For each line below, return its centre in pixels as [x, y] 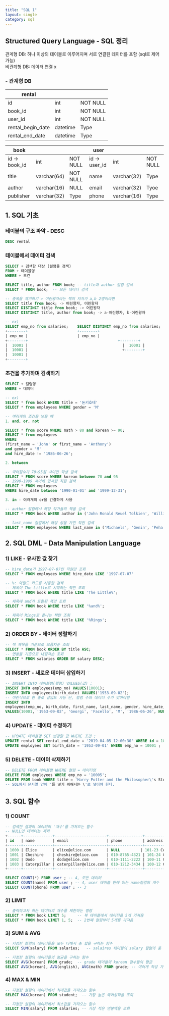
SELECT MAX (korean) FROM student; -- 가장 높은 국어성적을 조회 [69, 995]
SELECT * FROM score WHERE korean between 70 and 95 [62, 477]
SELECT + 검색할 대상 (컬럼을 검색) [38, 266]
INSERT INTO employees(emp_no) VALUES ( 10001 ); [55, 688]
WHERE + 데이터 [20, 389]
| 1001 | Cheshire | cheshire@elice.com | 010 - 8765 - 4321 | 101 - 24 [83, 855]
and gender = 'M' [23, 449]
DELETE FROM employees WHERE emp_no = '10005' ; [56, 775]
